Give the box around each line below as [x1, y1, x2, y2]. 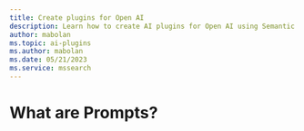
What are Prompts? [9, 103, 158, 123]
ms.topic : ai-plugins [9, 38, 92, 48]
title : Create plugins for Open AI [9, 13, 145, 23]
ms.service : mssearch [9, 64, 92, 73]
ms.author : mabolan [9, 47, 84, 56]
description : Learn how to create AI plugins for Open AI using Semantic [9, 22, 296, 31]
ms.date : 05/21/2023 [9, 55, 88, 64]
